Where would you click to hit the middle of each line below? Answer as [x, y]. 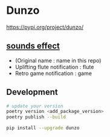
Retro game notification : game [53, 73]
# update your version [35, 106]
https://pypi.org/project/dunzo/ [45, 27]
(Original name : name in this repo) [58, 60]
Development [32, 92]
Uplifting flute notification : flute [54, 67]
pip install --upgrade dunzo [43, 128]
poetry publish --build [36, 117]
